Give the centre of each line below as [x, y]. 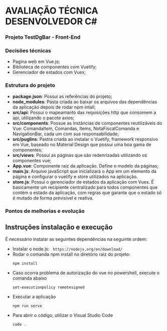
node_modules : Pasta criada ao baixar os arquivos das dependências [85, 102]
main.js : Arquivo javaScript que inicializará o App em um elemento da [85, 171]
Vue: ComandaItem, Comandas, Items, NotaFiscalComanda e [76, 128]
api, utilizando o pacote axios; [43, 118]
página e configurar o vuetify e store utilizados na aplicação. [75, 177]
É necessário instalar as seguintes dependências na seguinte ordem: [76, 239]
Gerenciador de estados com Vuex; [49, 72]
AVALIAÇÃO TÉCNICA [52, 11]
